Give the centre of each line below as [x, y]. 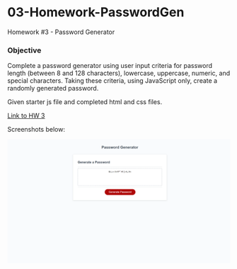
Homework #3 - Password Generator [61, 32]
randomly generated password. [53, 88]
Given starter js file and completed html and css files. [85, 102]
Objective [24, 50]
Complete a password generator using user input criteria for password [110, 66]
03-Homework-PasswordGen [96, 12]
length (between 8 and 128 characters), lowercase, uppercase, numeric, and [119, 73]
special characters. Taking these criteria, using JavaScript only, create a [112, 81]
